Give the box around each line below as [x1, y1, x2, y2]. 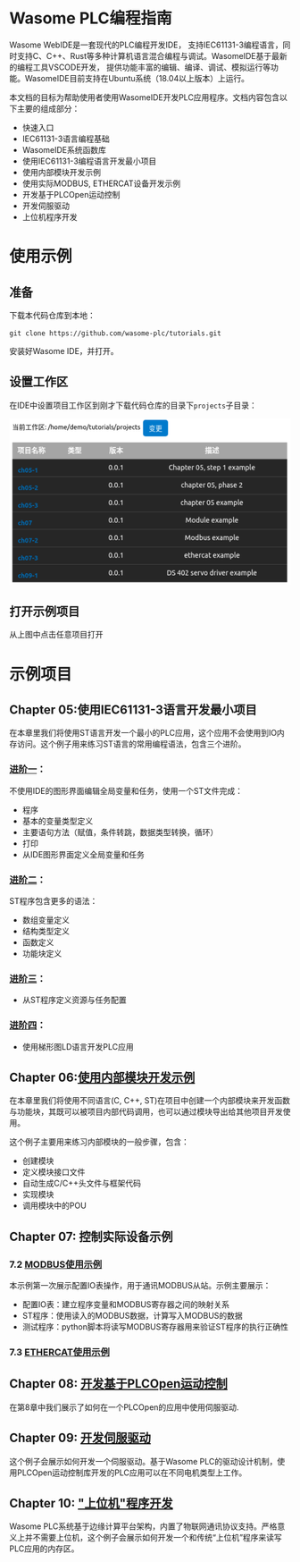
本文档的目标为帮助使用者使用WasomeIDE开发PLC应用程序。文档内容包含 [9, 91, 280, 103]
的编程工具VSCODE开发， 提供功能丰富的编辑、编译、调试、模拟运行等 [9, 62, 271, 72]
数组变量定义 [21, 914, 70, 925]
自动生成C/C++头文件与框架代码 [21, 1178, 141, 1189]
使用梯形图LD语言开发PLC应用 [21, 1041, 134, 1051]
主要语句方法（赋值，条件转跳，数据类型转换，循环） [21, 826, 219, 837]
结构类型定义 [21, 925, 70, 936]
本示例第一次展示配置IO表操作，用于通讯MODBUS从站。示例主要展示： [9, 1280, 271, 1291]
